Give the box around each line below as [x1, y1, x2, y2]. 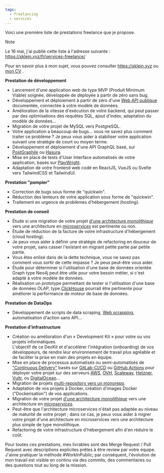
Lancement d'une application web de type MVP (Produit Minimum [12, 87, 145, 93]
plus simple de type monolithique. [12, 422, 81, 428]
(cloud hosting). [12, 234, 44, 239]
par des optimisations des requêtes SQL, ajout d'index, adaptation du [12, 113, 151, 119]
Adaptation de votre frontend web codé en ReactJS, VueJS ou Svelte [12, 165, 151, 171]
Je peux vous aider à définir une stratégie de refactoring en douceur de [12, 239, 156, 245]
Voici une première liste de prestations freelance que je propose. [5, 30, 135, 36]
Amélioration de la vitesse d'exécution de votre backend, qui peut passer [12, 108, 159, 114]
